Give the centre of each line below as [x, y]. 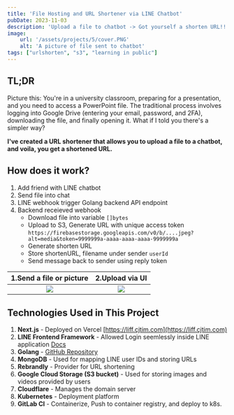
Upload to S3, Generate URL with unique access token [106, 225]
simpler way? [26, 127]
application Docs [42, 344]
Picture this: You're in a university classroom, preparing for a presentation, [114, 98]
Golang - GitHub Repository [58, 352]
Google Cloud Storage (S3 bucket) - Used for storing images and [112, 374]
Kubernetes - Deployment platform [68, 397]
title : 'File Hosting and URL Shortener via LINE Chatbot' [95, 14]
